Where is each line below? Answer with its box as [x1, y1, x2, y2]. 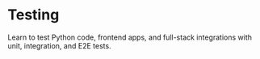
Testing [7, 6, 60, 24]
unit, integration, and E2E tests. [7, 40, 111, 50]
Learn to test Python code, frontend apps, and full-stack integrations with [7, 32, 252, 42]
